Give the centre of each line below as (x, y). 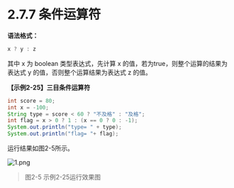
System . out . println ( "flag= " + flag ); (63, 134)
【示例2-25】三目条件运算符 (49, 87)
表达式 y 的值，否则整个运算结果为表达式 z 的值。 (80, 72)
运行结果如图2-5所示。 (41, 148)
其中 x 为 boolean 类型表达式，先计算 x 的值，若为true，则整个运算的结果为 (118, 63)
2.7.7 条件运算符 (54, 15)
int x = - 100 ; (28, 107)
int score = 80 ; (31, 101)
